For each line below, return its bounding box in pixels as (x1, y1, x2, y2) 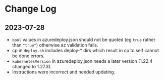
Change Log (5, 3, 57, 15)
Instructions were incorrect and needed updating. (12, 69, 116, 75)
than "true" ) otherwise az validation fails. (12, 42, 98, 48)
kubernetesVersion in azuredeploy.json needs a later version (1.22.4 (12, 58, 153, 64)
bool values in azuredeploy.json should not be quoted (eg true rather (12, 36, 156, 43)
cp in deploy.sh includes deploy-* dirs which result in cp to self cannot (12, 48, 159, 53)
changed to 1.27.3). (12, 64, 52, 69)
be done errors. (12, 53, 45, 59)
